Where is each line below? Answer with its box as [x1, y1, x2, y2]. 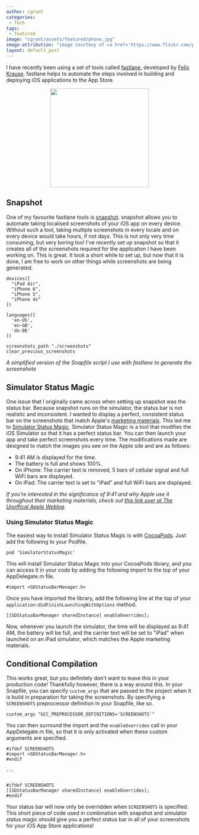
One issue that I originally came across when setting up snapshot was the [6, 398, 187, 405]
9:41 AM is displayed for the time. [14, 454, 97, 461]
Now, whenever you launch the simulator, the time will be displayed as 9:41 [6, 623, 189, 630]
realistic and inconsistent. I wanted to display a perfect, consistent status [6, 411, 184, 418]
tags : [6, 25, 20, 32]
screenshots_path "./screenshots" [6, 343, 92, 349]
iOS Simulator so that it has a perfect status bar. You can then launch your [6, 429, 187, 437]
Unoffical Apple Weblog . [6, 503, 66, 510]
